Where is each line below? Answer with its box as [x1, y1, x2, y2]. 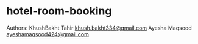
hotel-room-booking [6, 4, 112, 18]
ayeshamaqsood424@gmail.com [6, 30, 90, 37]
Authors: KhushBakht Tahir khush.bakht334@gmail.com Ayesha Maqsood [6, 24, 192, 31]
